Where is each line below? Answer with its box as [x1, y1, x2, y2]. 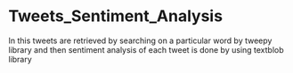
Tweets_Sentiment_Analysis [8, 6, 224, 26]
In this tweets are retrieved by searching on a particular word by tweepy [8, 35, 273, 46]
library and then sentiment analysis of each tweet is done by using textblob [8, 44, 284, 55]
